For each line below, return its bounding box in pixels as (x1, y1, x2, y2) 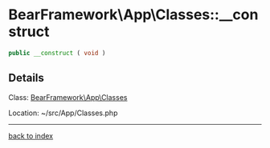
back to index (8, 130, 54, 141)
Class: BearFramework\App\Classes (8, 92, 128, 102)
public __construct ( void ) (8, 49, 106, 57)
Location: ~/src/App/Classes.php (8, 108, 118, 118)
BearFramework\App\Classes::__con (8, 6, 259, 24)
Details (8, 71, 44, 85)
